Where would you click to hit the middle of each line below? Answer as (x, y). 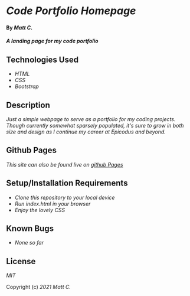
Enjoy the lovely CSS (40, 210)
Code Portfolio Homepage (71, 11)
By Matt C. (19, 27)
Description (28, 105)
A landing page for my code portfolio (52, 41)
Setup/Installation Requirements (67, 183)
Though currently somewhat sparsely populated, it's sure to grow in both (95, 126)
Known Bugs (30, 229)
